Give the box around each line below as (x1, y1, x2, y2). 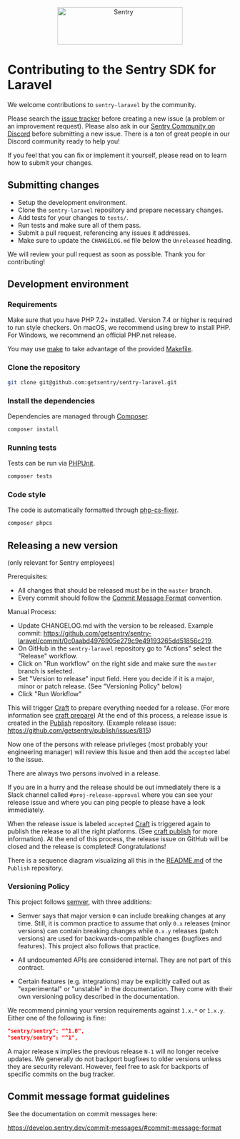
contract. (17, 963, 45, 972)
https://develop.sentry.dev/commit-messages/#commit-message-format (7, 1123, 221, 1132)
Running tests (7, 443, 57, 453)
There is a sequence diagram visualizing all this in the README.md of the (7, 855, 223, 864)
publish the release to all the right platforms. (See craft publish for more (7, 827, 218, 836)
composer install (7, 426, 59, 433)
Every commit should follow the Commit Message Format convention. (17, 593, 223, 602)
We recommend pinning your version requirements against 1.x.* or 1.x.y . (7, 1006, 225, 1015)
